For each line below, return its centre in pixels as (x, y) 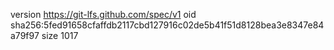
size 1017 (60, 35)
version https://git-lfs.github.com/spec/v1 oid (103, 14)
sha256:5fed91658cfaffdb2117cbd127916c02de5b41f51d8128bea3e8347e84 (167, 25)
